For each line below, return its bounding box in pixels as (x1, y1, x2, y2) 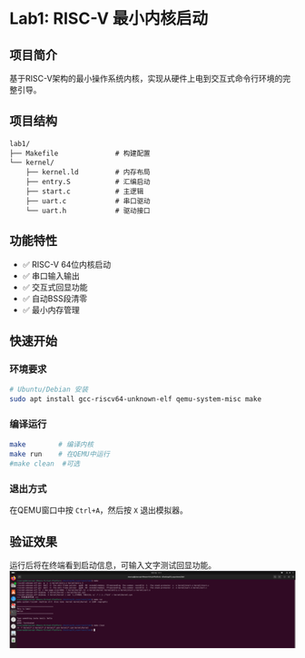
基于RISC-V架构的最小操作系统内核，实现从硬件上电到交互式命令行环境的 (9, 74, 283, 83)
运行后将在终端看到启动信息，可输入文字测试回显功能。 (9, 560, 216, 571)
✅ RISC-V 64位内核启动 (22, 259, 112, 270)
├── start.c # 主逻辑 (25, 187, 144, 196)
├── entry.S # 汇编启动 (25, 177, 152, 186)
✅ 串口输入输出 (22, 270, 80, 281)
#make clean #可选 (9, 459, 81, 468)
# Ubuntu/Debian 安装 (9, 385, 89, 395)
